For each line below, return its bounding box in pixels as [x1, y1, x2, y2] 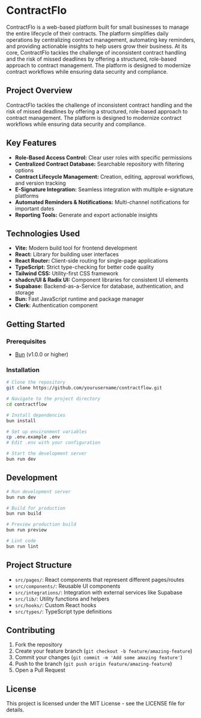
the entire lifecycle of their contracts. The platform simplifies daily [6, 29, 169, 37]
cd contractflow [6, 401, 47, 407]
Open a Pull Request [14, 666, 66, 674]
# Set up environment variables [6, 428, 87, 435]
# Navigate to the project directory [6, 396, 101, 402]
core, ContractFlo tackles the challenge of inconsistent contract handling [6, 49, 187, 56]
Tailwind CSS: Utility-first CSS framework [14, 270, 119, 277]
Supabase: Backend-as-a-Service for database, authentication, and [14, 283, 184, 290]
